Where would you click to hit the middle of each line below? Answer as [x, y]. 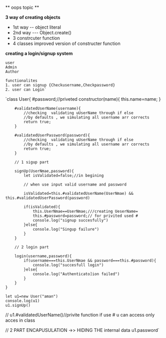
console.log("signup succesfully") [70, 220]
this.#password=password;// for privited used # [85, 216]
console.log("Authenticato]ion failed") [76, 274]
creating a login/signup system [39, 53]
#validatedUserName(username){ [48, 108]
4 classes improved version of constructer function [67, 43]
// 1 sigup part [32, 162]
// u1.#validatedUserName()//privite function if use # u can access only [80, 315]
